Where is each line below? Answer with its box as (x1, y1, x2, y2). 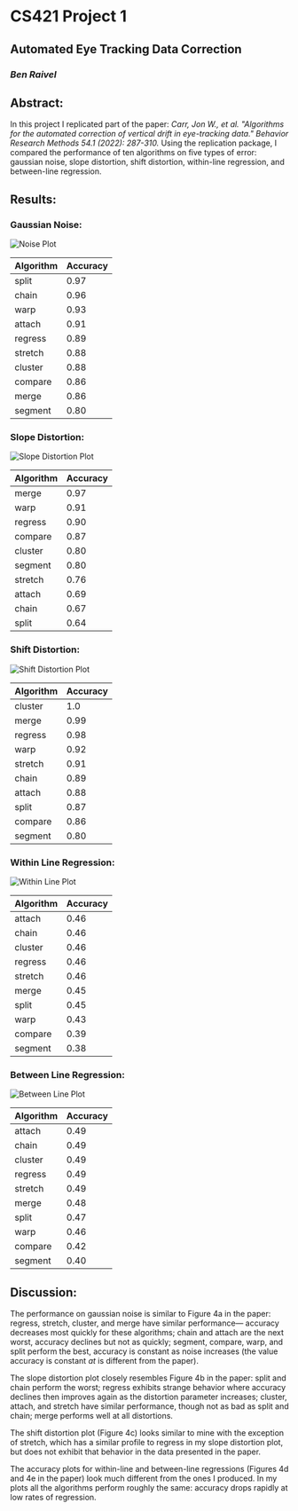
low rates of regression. (10, 1492, 97, 1502)
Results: (10, 192, 57, 207)
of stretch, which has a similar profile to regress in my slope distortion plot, (10, 1437, 283, 1447)
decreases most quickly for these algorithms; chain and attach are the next (10, 1327, 285, 1337)
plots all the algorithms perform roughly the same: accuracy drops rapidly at (10, 1483, 288, 1492)
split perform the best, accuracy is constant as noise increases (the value (10, 1346, 278, 1357)
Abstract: (10, 95, 64, 110)
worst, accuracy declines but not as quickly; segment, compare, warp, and (10, 1337, 283, 1347)
